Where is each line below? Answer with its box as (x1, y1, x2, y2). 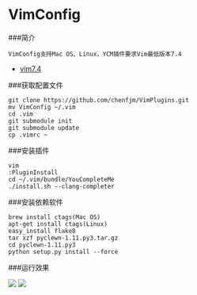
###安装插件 (8, 145, 50, 155)
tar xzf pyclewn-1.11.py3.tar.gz (8, 234, 119, 242)
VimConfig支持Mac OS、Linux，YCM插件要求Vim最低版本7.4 (8, 50, 182, 58)
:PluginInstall (8, 168, 59, 176)
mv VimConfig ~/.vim (8, 103, 77, 111)
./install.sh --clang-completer (8, 182, 115, 190)
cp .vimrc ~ (8, 131, 47, 139)
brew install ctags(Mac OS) (8, 213, 101, 221)
